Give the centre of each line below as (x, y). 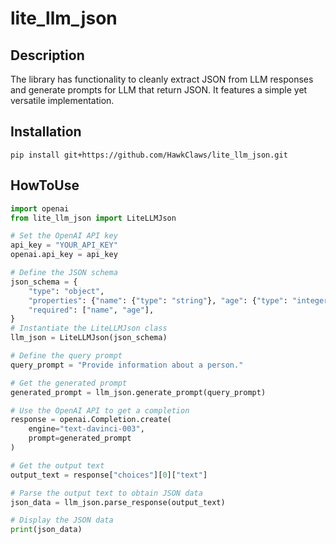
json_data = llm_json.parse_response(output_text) (118, 502)
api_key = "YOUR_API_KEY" (64, 245)
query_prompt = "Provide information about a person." (127, 365)
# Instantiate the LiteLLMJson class (89, 328)
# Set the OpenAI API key (64, 236)
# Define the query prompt (66, 356)
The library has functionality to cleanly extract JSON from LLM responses (162, 79)
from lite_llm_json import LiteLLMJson (93, 218)
